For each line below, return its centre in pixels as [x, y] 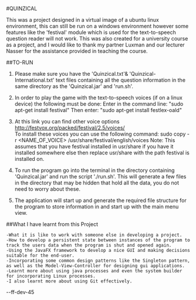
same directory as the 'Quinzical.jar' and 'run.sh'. [74, 86]
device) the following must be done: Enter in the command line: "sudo [99, 104]
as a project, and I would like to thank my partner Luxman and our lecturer [95, 45]
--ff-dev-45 [20, 292]
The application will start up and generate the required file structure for [100, 200]
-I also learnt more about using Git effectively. [69, 281]
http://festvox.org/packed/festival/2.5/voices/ [70, 128]
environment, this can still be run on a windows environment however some [97, 26]
